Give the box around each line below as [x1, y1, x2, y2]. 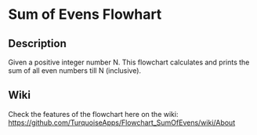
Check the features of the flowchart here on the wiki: [8, 109, 179, 119]
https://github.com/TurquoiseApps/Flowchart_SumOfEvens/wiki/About [8, 118, 236, 127]
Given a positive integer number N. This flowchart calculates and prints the [8, 57, 250, 67]
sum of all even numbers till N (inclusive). [8, 66, 142, 75]
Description [8, 37, 67, 50]
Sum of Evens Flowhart [8, 5, 162, 24]
